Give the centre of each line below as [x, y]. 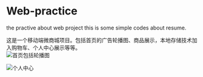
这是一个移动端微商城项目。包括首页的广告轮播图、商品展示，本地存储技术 [99, 40]
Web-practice [42, 11]
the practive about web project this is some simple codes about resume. [96, 28]
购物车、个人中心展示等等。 [46, 48]
